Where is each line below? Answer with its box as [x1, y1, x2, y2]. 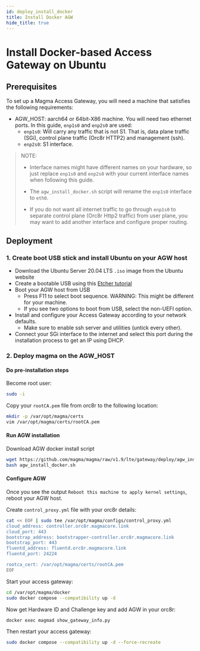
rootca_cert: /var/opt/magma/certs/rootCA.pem [6, 562, 124, 568]
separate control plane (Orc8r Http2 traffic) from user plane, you [29, 212, 188, 219]
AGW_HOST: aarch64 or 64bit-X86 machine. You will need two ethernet [14, 116, 192, 123]
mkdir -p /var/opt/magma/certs [6, 413, 84, 420]
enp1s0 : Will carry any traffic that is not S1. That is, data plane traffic [23, 128, 190, 135]
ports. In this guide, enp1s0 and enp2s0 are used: [14, 122, 133, 129]
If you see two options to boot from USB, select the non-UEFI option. [23, 305, 192, 313]
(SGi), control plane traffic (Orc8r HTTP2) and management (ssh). [23, 135, 185, 142]
